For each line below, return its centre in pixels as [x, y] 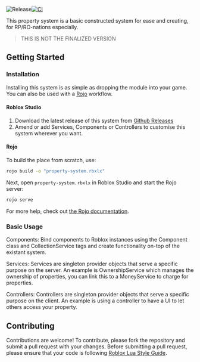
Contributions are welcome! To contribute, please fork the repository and [96, 340]
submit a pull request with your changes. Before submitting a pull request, [97, 346]
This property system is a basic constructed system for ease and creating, [97, 21]
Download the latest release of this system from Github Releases [94, 120]
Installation [23, 75]
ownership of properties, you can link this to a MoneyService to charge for [97, 277]
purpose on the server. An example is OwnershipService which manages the [100, 270]
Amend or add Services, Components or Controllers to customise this [100, 127]
